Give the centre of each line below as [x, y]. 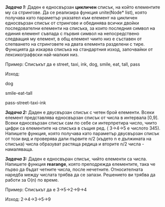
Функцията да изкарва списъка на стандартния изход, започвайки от [79, 49]
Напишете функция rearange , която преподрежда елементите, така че [80, 164]
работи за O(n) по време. [32, 180]
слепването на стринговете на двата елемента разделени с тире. [75, 44]
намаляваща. [19, 149]
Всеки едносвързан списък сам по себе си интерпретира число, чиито [81, 123]
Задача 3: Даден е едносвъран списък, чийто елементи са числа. [76, 159]
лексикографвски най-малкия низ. [42, 55]
